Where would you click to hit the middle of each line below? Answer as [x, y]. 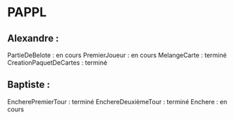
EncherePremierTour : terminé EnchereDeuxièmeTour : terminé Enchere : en [117, 101]
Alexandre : [33, 38]
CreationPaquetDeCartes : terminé [57, 63]
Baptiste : [29, 85]
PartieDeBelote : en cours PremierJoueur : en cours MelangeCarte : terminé [117, 55]
